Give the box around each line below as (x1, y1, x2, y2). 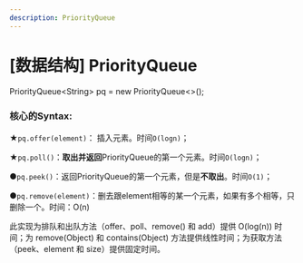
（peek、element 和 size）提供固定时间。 (9, 243, 165, 254)
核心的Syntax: (9, 110, 73, 122)
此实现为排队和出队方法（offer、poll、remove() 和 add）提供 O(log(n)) (9, 220, 273, 231)
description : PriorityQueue (9, 13, 116, 23)
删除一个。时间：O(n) (9, 201, 91, 212)
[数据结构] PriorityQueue (9, 55, 198, 75)
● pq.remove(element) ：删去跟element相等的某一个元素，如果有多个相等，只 (9, 190, 295, 200)
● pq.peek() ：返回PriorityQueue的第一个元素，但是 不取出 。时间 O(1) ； (9, 170, 273, 181)
